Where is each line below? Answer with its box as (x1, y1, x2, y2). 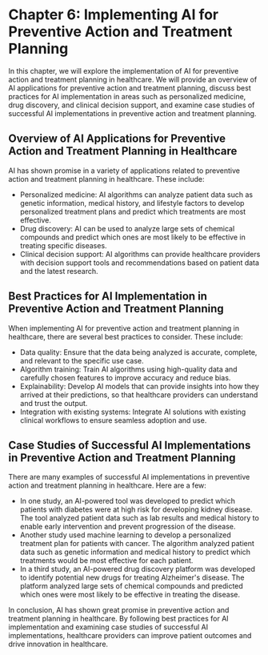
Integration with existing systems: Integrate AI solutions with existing (19, 407, 246, 416)
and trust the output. (19, 398, 88, 408)
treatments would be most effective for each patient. (19, 556, 194, 565)
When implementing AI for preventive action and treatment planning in (8, 323, 240, 333)
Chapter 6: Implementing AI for (8, 6, 219, 24)
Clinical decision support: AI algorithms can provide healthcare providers (19, 249, 261, 259)
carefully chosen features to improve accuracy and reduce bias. (19, 372, 231, 382)
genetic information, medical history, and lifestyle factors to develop (19, 198, 245, 207)
